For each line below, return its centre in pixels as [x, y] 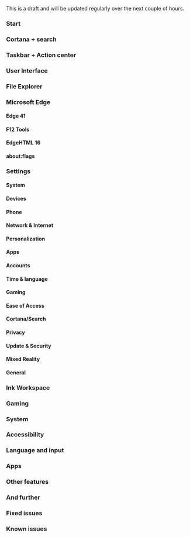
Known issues [27, 529]
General [16, 372]
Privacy [15, 332]
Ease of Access [25, 305]
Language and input [35, 450]
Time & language [27, 279]
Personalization [26, 239]
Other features [27, 482]
